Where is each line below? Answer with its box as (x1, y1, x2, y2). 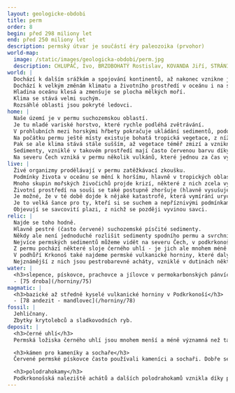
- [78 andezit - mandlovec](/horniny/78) (13, 298, 136, 305)
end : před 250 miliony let (7, 36, 86, 44)
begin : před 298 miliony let (7, 29, 92, 37)
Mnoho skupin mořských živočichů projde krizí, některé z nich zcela (13, 180, 220, 187)
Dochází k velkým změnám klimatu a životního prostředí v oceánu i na (13, 82, 224, 89)
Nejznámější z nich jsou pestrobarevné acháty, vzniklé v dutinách (13, 258, 215, 265)
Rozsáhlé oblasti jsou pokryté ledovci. (13, 102, 133, 109)
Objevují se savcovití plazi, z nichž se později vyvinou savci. (13, 206, 208, 213)
